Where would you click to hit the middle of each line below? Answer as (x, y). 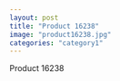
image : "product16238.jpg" (60, 34)
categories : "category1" (56, 43)
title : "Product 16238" (55, 26)
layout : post (34, 18)
